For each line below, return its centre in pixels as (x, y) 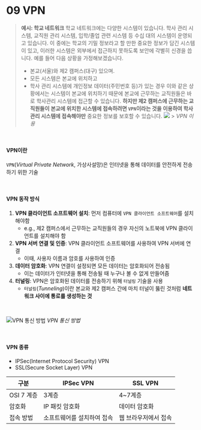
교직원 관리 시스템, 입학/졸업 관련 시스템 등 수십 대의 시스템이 (105, 35)
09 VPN (26, 11)
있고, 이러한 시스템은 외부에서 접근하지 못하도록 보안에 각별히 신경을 (106, 50)
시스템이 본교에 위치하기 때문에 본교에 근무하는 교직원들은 (118, 93)
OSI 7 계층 (23, 395)
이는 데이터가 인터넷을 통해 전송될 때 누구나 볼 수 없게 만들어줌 (97, 273)
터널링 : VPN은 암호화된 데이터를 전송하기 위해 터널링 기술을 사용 (89, 281)
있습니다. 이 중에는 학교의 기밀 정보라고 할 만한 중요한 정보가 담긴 (103, 43)
